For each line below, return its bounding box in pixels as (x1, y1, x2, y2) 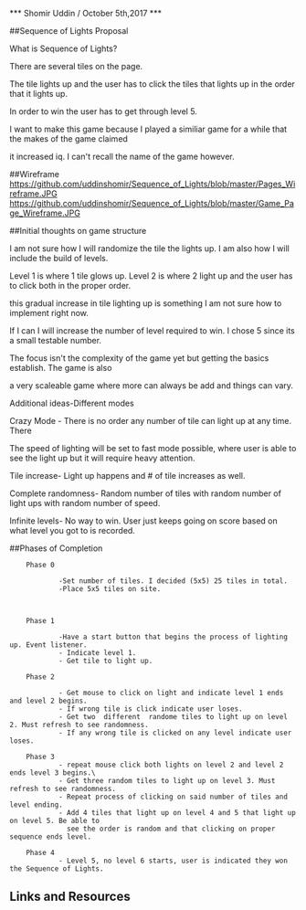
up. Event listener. (9, 640, 89, 650)
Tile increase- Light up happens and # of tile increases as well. (9, 471, 246, 481)
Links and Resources (9, 889, 131, 905)
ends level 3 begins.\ (9, 768, 96, 778)
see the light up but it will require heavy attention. (9, 452, 195, 463)
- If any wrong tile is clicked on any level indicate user (58, 728, 292, 737)
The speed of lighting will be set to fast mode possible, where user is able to (9, 443, 297, 453)
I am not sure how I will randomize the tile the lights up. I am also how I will (9, 243, 290, 254)
